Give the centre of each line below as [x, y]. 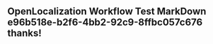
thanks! [25, 33]
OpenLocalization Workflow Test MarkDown [107, 12]
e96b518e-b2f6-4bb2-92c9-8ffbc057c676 [105, 23]
